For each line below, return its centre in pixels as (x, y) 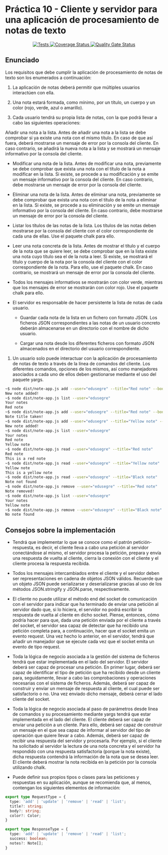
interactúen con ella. (33, 92)
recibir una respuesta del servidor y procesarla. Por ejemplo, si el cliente (87, 741)
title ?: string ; (26, 806)
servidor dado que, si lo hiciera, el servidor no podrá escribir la (77, 609)
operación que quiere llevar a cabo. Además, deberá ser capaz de (80, 736)
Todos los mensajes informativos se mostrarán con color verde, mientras (87, 282)
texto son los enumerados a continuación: (48, 77)
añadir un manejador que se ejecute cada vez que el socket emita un (83, 642)
